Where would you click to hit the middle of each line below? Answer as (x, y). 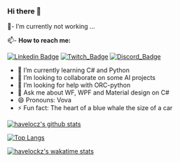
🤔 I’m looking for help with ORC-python (74, 85)
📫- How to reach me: (39, 41)
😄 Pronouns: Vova (44, 100)
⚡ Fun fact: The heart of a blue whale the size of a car (95, 108)
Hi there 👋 (25, 11)
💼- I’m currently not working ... (51, 27)
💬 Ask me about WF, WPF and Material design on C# (93, 93)
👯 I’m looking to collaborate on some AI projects (86, 78)
